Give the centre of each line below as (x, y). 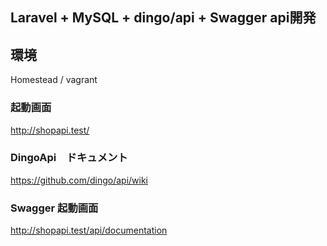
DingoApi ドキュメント (69, 158)
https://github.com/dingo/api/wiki (79, 180)
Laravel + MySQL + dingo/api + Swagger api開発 (163, 18)
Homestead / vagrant (54, 80)
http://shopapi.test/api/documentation (89, 230)
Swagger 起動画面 (54, 208)
